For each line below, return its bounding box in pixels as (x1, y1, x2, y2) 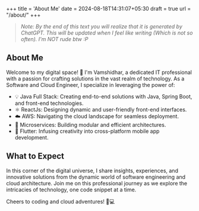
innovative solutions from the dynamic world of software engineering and (6, 173, 186, 181)
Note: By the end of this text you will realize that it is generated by (20, 23, 182, 30)
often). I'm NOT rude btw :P (20, 36, 89, 42)
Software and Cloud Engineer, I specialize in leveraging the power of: (6, 81, 175, 88)
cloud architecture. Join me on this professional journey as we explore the (6, 179, 188, 187)
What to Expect (6, 151, 64, 162)
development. (14, 134, 49, 141)
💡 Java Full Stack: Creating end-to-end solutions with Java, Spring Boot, (14, 92, 192, 100)
